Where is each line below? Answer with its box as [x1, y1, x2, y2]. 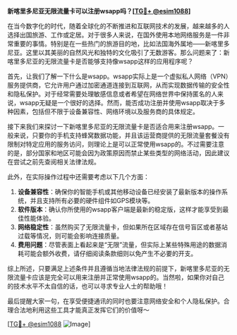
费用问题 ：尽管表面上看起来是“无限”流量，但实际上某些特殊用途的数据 [17, 240, 221, 249]
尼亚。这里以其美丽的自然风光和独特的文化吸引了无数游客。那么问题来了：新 [7, 49, 230, 56]
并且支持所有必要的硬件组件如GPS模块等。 [30, 197, 154, 205]
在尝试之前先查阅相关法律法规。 [7, 158, 100, 166]
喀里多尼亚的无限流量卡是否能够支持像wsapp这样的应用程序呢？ [7, 57, 194, 66]
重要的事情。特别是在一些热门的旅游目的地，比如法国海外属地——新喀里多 [13, 39, 230, 48]
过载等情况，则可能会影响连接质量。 [17, 232, 123, 240]
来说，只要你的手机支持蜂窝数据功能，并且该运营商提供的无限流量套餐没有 [13, 131, 230, 140]
